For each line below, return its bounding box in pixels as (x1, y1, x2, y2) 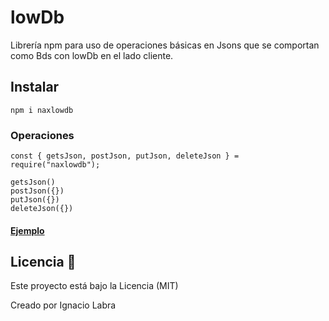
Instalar (10, 79, 60, 96)
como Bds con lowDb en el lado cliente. (10, 49, 174, 61)
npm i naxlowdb (10, 105, 74, 115)
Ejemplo (10, 224, 45, 236)
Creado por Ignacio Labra (10, 299, 117, 311)
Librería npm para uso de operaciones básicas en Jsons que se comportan (10, 39, 320, 51)
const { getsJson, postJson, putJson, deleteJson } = (10, 151, 240, 161)
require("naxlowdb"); (10, 160, 101, 170)
